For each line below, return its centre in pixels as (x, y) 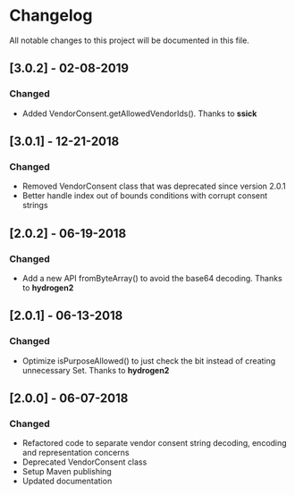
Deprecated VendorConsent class (84, 462)
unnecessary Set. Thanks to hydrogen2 (96, 370)
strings (35, 206)
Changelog (51, 16)
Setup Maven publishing (67, 472)
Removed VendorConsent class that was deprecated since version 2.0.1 (154, 186)
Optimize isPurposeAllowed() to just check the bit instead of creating (149, 361)
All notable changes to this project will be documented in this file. (130, 40)
